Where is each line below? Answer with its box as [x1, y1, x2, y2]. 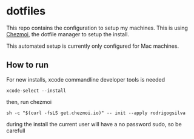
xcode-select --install [6, 88, 67, 94]
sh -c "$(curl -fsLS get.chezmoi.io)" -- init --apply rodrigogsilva [6, 110, 186, 116]
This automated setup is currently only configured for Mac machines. [6, 42, 179, 50]
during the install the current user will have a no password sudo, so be [6, 120, 182, 128]
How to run [6, 60, 49, 70]
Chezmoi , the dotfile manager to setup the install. [6, 30, 129, 37]
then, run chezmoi [6, 98, 52, 105]
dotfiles [6, 4, 46, 18]
